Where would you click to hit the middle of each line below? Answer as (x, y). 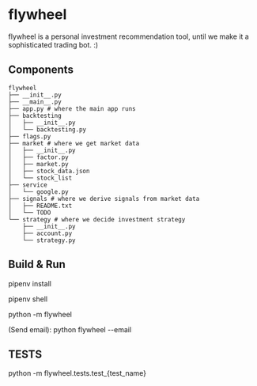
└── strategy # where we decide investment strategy (97, 219)
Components (41, 70)
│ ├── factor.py (38, 157)
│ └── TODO (30, 212)
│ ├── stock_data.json (49, 171)
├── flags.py (30, 136)
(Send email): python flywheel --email (70, 329)
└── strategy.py (49, 240)
